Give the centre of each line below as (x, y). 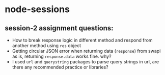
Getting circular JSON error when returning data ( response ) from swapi (86, 51)
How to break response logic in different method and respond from (82, 40)
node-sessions (37, 9)
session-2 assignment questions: (59, 28)
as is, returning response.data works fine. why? (62, 56)
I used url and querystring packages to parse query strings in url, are (85, 62)
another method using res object (47, 46)
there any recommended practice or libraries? (60, 67)
